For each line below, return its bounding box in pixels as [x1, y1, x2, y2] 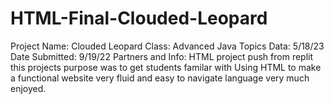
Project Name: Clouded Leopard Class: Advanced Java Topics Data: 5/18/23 [10, 40, 325, 52]
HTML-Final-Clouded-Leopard [10, 7, 268, 30]
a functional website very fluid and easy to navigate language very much [10, 72, 310, 84]
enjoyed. [10, 82, 47, 94]
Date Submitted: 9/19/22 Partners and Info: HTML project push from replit [10, 50, 314, 62]
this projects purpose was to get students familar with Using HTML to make [10, 61, 322, 73]
